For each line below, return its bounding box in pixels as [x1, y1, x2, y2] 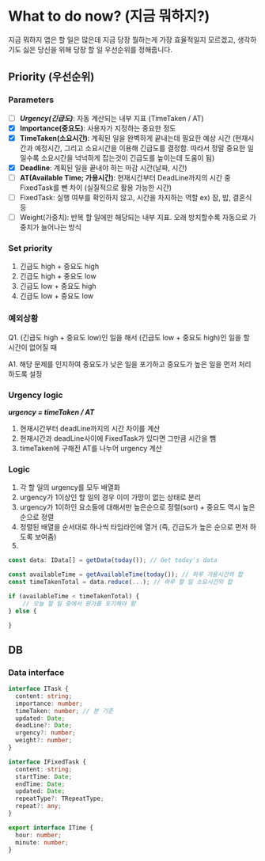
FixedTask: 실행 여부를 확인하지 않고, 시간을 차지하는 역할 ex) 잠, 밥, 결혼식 [19, 192, 252, 202]
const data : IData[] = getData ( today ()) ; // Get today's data [8, 556, 218, 564]
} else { [8, 607, 37, 615]
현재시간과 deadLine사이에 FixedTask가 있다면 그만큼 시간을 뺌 [19, 433, 216, 443]
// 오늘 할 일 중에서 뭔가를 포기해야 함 [22, 599, 136, 608]
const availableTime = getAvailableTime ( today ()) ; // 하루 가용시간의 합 [8, 571, 244, 578]
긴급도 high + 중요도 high [19, 262, 100, 271]
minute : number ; [15, 838, 69, 847]
